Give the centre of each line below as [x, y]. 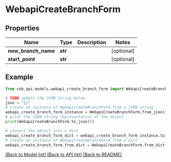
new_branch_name [31, 51]
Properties [22, 28]
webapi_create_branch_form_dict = [42, 136]
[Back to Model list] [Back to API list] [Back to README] [64, 155]
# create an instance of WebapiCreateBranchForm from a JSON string [79, 108]
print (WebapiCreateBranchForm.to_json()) [50, 122]
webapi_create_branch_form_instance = [46, 112]
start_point [22, 59]
